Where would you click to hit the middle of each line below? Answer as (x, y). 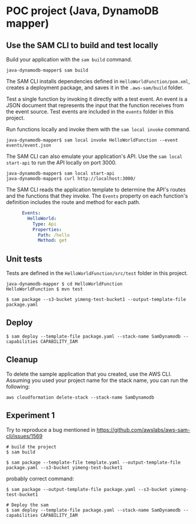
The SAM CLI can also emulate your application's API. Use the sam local (94, 156)
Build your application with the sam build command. (69, 59)
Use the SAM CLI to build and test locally (82, 45)
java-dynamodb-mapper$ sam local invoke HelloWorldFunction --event (92, 140)
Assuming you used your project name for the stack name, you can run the (97, 380)
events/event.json (29, 145)
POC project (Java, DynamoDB (83, 11)
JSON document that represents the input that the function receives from (95, 105)
